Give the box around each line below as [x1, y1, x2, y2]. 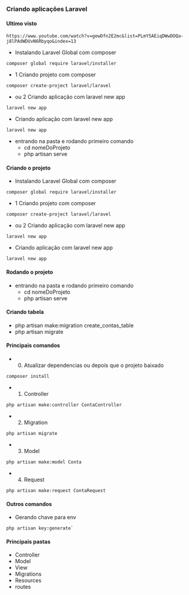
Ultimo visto [6, 20, 37, 27]
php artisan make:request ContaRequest [6, 487, 106, 493]
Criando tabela [6, 309, 44, 316]
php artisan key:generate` [6, 525, 74, 531]
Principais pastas [6, 538, 51, 545]
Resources [14, 577, 42, 584]
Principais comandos [6, 342, 61, 349]
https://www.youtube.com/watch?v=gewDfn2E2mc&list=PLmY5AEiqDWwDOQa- [6, 33, 184, 39]
